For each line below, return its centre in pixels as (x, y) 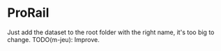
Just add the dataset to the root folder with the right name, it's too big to (111, 32)
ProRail (28, 13)
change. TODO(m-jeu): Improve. (53, 39)
